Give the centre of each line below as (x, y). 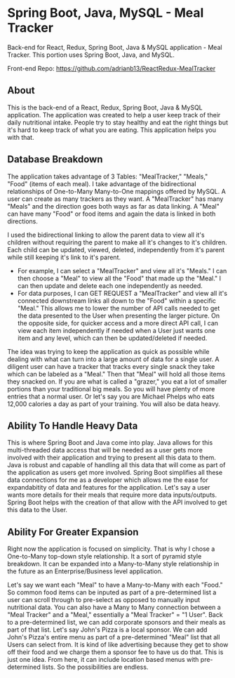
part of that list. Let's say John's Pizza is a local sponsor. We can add (107, 630)
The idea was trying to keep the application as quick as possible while (108, 351)
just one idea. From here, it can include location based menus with (103, 660)
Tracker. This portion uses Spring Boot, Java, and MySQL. (91, 55)
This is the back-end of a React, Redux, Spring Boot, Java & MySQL (105, 107)
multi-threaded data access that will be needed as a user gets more (105, 450)
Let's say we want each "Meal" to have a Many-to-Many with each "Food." (115, 585)
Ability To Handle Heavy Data (73, 425)
